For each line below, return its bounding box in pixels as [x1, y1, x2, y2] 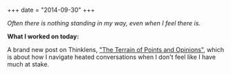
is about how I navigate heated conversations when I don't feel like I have [7, 53, 216, 61]
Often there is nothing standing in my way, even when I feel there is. [7, 19, 201, 27]
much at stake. [7, 60, 50, 68]
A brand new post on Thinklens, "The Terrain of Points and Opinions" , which [7, 46, 225, 53]
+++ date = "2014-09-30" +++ [7, 6, 95, 14]
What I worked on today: [7, 32, 80, 40]
